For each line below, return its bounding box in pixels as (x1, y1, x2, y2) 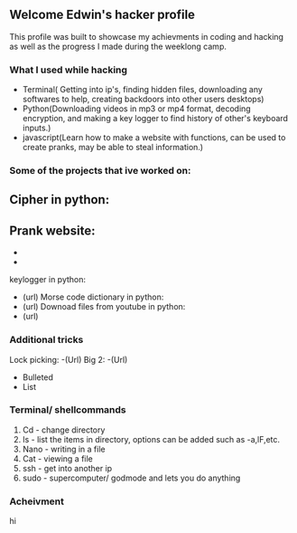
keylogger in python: (9, 274, 87, 285)
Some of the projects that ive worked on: (9, 165, 191, 177)
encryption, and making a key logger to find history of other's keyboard (22, 113, 289, 124)
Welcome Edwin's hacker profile (9, 7, 196, 23)
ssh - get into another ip (22, 462, 113, 473)
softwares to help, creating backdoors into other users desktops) (22, 94, 265, 105)
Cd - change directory (22, 424, 106, 435)
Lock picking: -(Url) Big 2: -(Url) (9, 354, 128, 365)
